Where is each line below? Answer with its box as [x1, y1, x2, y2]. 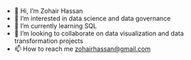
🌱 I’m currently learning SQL [14, 22, 98, 30]
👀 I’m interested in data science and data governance [14, 14, 171, 23]
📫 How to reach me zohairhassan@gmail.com [14, 44, 151, 53]
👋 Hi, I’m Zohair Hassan [14, 7, 83, 15]
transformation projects [14, 37, 83, 45]
